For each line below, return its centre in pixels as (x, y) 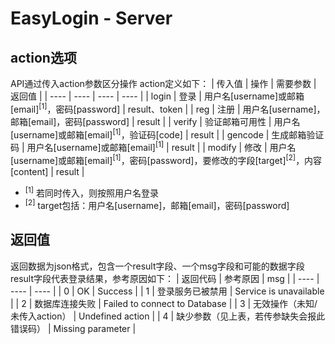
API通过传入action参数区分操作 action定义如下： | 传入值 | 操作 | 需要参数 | (163, 83)
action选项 (43, 57)
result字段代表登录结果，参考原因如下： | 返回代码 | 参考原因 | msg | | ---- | (165, 278)
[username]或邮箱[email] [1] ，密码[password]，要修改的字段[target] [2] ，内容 (166, 159)
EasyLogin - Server (91, 18)
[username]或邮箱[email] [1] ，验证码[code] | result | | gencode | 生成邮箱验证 (167, 134)
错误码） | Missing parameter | (73, 328)
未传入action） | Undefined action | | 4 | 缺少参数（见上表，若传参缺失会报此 (168, 316)
